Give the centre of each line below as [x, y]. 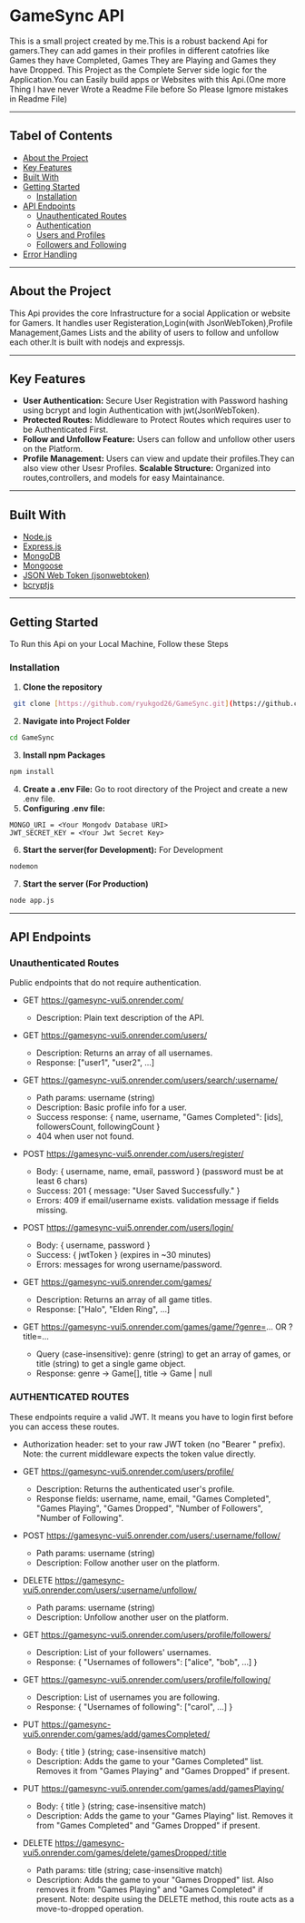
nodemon [24, 866]
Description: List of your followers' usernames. [123, 1652]
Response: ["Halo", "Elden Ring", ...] [103, 1310]
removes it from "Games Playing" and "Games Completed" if [149, 1889]
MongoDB [41, 556]
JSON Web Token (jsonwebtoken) [86, 575]
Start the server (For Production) [85, 883]
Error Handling [50, 254]
